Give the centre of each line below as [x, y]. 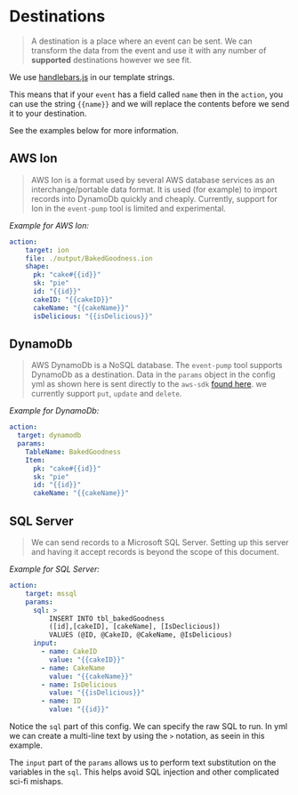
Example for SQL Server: [55, 569]
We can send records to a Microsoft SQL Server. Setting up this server [160, 542]
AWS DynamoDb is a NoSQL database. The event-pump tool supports [157, 365]
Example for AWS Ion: [49, 225]
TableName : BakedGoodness [73, 452]
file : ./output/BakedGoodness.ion [89, 258]
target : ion [47, 250]
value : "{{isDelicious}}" [97, 693]
